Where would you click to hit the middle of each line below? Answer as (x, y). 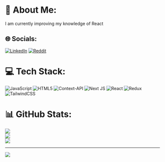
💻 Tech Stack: (35, 71)
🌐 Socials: (21, 39)
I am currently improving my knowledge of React (54, 23)
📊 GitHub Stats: (39, 114)
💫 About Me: (31, 10)
